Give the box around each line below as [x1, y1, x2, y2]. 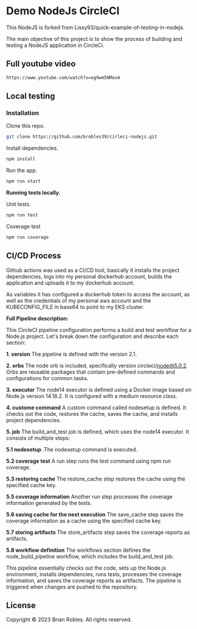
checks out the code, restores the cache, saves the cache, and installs [6, 410, 178, 417]
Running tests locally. [6, 189, 61, 196]
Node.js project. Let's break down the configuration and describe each [6, 333, 179, 340]
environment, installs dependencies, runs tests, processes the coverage [6, 570, 182, 577]
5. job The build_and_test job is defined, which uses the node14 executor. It [6, 428, 189, 435]
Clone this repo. [6, 122, 46, 129]
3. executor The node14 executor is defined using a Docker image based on [6, 386, 192, 393]
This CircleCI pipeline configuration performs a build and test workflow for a [6, 326, 192, 333]
